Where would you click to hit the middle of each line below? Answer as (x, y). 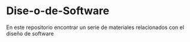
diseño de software (30, 33)
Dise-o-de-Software (58, 11)
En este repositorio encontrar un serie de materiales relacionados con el (95, 27)
